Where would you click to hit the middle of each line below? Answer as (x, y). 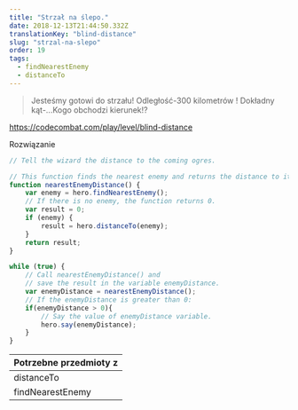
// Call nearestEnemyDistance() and (93, 275)
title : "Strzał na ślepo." (59, 17)
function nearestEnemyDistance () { (75, 185)
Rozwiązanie (32, 144)
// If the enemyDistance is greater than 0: (109, 300)
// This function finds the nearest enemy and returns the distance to (144, 177)
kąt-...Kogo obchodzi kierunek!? (89, 110)
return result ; (53, 242)
